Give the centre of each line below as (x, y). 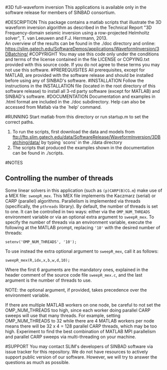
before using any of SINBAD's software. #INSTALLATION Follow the (75, 80)
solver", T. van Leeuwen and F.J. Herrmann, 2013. (56, 38)
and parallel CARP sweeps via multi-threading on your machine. (71, 337)
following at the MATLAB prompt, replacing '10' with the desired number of (83, 227)
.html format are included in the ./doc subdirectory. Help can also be (75, 102)
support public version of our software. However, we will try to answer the (81, 357)
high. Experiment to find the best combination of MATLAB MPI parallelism (81, 331)
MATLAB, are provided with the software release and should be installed (79, 75)
